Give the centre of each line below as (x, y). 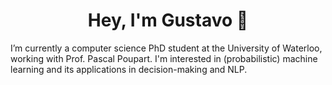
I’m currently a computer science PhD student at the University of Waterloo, (166, 48)
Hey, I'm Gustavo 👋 (168, 20)
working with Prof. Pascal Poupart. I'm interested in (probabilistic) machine (164, 58)
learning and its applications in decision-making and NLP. (129, 69)
